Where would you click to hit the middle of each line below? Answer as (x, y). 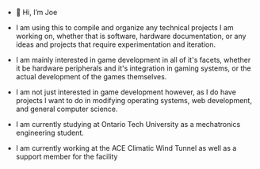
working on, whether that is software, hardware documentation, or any (131, 36)
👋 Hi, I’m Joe (36, 12)
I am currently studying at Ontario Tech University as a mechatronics (128, 124)
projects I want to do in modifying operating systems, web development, (134, 100)
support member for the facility (67, 156)
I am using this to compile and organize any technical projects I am (124, 27)
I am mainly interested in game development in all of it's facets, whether (133, 60)
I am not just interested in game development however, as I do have (126, 92)
